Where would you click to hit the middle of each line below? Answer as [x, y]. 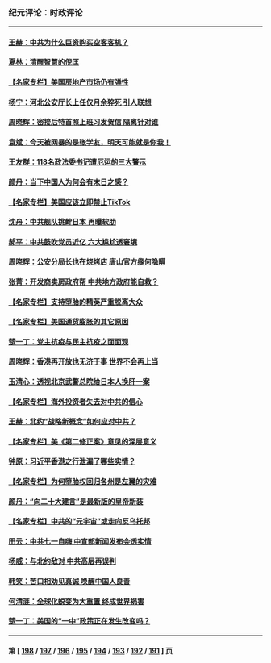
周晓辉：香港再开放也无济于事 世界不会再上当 [83, 361]
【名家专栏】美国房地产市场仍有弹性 [69, 82]
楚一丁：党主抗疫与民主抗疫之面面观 [69, 341]
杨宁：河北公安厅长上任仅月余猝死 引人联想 [80, 102]
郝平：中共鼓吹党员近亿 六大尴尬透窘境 [73, 242]
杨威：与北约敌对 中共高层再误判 [63, 561]
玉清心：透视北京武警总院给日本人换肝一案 [79, 382]
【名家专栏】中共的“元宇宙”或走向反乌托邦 [79, 521]
